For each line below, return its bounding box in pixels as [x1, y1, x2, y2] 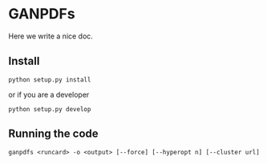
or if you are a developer [8, 90, 90, 99]
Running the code [8, 127, 99, 141]
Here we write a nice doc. [8, 31, 94, 41]
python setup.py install [8, 75, 91, 84]
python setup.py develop [8, 105, 91, 113]
